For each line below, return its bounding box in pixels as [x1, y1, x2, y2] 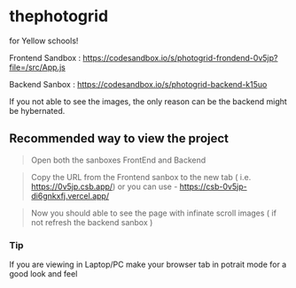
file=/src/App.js [9, 62, 66, 72]
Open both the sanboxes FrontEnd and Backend [30, 155, 206, 165]
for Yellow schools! [9, 35, 79, 46]
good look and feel [9, 269, 78, 279]
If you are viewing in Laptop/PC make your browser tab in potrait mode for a [9, 259, 287, 270]
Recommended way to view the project [9, 131, 229, 147]
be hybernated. [9, 105, 66, 116]
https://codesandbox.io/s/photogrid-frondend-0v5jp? [82, 52, 278, 63]
